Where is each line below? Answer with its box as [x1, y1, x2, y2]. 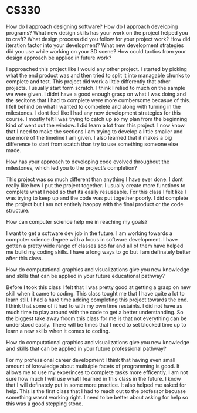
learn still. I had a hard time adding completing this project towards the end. [6, 296, 189, 303]
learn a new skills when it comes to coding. [6, 327, 110, 334]
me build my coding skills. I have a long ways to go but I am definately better [6, 248, 191, 256]
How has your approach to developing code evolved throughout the [6, 158, 170, 165]
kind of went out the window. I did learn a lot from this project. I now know [6, 122, 185, 129]
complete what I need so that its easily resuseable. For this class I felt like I [6, 188, 186, 195]
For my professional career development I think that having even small [6, 356, 176, 363]
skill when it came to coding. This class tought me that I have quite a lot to [6, 290, 185, 297]
